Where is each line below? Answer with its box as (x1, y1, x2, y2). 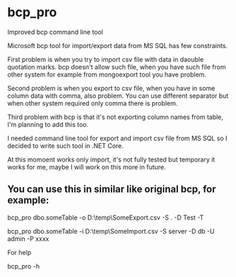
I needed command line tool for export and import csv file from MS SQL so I (7, 134, 228, 142)
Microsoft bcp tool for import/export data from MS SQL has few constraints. (7, 41, 228, 50)
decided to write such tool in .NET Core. (7, 141, 124, 149)
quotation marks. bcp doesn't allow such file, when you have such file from (7, 62, 226, 71)
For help (7, 248, 32, 256)
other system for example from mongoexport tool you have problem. (7, 70, 207, 79)
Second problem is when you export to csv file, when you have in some (7, 84, 216, 92)
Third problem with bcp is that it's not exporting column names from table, (7, 113, 224, 121)
